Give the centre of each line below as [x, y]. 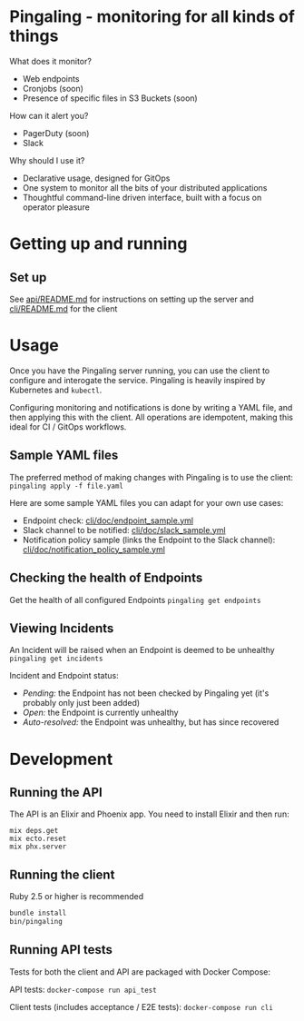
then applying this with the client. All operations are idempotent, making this [151, 417]
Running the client [62, 874]
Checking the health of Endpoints [106, 578]
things [34, 36]
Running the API [56, 792]
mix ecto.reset [38, 839]
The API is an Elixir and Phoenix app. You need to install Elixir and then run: [149, 814]
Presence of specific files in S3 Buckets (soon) [110, 98]
